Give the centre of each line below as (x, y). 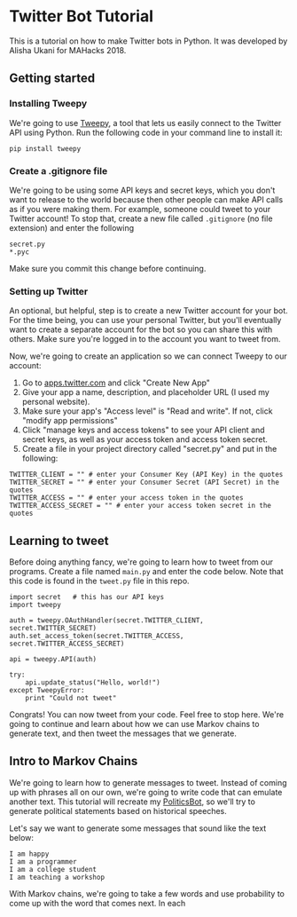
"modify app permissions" (70, 421)
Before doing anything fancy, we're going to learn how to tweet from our (141, 562)
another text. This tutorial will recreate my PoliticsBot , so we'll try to (132, 802)
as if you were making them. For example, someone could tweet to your (140, 209)
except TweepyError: (47, 691)
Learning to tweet (59, 540)
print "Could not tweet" (71, 699)
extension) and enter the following (72, 227)
